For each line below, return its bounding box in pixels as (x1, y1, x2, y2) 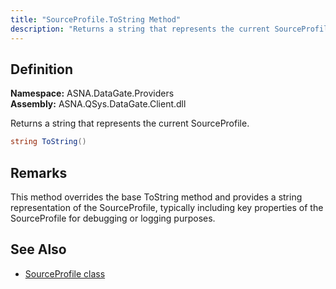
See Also (10, 241, 67, 258)
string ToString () (10, 137, 87, 147)
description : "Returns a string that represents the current (10, 24, 271, 34)
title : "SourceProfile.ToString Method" (10, 14, 182, 25)
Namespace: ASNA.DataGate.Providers (10, 87, 175, 100)
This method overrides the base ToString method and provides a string (10, 191, 303, 203)
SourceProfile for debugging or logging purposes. (10, 212, 216, 224)
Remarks (10, 164, 68, 181)
